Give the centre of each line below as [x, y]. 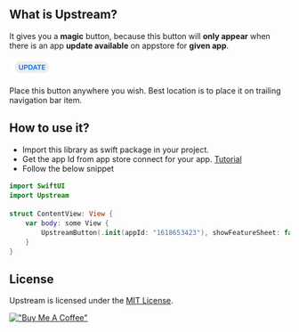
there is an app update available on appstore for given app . [119, 45]
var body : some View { [67, 223]
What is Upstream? [64, 15]
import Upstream [39, 195]
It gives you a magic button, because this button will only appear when [140, 36]
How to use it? [49, 128]
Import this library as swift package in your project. [115, 150]
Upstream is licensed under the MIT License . [91, 301]
